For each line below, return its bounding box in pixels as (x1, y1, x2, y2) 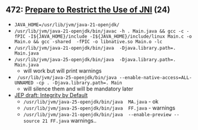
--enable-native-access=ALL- (119, 74, 193, 80)
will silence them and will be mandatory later (23, 85, 134, 92)
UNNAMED (14, 80, 34, 86)
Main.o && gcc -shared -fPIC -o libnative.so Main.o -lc (14, 38, 163, 44)
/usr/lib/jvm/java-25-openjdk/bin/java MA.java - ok (23, 98, 159, 105)
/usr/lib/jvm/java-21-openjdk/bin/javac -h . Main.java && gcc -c (14, 28, 184, 34)
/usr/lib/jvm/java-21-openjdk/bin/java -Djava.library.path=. (14, 45, 176, 51)
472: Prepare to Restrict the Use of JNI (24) (5, 5, 170, 15)
